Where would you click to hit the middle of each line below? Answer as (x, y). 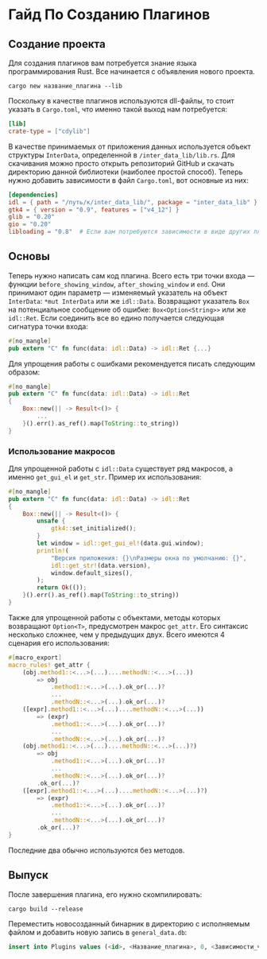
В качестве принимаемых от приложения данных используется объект (130, 146)
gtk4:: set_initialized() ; (93, 529)
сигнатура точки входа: (48, 326)
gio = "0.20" (30, 224)
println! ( (53, 550)
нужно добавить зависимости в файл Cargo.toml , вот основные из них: (128, 180)
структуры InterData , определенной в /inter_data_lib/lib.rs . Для (122, 155)
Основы (29, 256)
